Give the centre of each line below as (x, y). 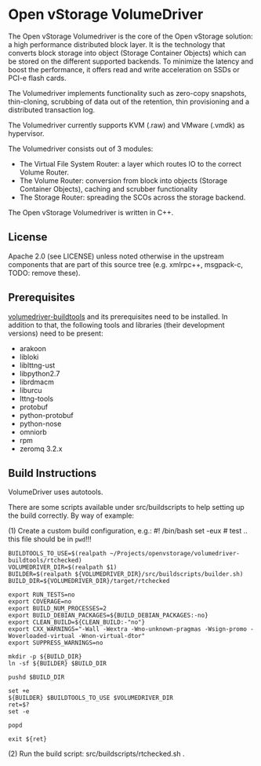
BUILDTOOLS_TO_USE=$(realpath (58, 554)
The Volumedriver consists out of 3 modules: (81, 148)
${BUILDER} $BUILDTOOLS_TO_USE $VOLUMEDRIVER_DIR (91, 698)
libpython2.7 (40, 373)
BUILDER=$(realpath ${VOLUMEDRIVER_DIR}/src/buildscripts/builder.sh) (126, 574)
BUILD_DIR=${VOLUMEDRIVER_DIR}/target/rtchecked (89, 581)
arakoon (33, 348)
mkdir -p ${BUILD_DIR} (45, 657)
